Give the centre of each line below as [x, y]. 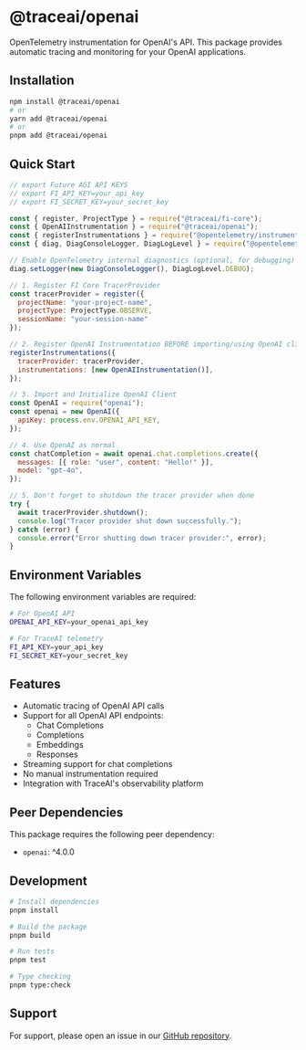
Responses [57, 754]
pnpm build [30, 935]
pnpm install [34, 910]
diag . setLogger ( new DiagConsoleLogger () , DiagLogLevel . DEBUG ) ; [132, 268]
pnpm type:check [40, 985]
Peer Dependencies [66, 812]
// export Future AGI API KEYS [69, 184]
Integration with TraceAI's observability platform [113, 783]
